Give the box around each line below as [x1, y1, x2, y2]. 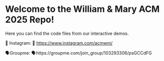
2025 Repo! [5, 14, 55, 25]
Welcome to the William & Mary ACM [5, 3, 160, 15]
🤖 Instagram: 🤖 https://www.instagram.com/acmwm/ [5, 40, 113, 46]
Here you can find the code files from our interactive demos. [5, 30, 129, 36]
